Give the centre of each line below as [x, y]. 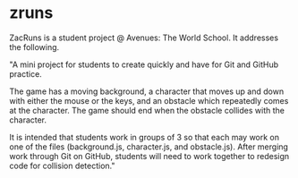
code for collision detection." [62, 165]
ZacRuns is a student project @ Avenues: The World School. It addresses [144, 38]
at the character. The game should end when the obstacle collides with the [147, 110]
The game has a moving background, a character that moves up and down [147, 91]
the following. [34, 47]
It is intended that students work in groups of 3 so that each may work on [145, 137]
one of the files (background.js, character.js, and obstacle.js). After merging [149, 147]
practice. [26, 73]
